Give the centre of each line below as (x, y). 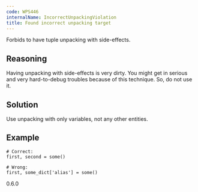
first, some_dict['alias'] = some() (52, 172)
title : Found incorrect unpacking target (59, 23)
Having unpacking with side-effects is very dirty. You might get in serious (97, 73)
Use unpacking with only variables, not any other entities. (77, 119)
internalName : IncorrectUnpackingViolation (61, 17)
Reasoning (27, 58)
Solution (22, 104)
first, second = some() (36, 157)
